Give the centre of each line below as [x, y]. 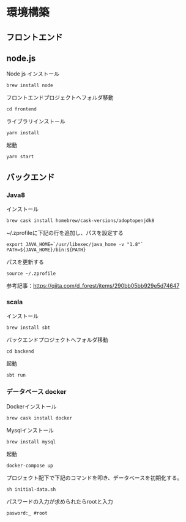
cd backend [20, 351]
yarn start [20, 157]
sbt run [16, 375]
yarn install [23, 133]
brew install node [30, 86]
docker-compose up [30, 466]
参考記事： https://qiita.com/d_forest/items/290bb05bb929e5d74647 [93, 286]
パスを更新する [25, 262]
